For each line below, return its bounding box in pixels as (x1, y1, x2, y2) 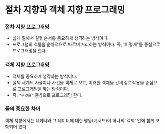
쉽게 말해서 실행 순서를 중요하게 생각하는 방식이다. (12, 35, 109, 41)
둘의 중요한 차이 (5, 105, 41, 112)
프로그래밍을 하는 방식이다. (17, 86, 70, 92)
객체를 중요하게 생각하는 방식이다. (12, 73, 78, 79)
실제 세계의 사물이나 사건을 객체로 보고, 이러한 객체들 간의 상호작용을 (12, 79, 144, 85)
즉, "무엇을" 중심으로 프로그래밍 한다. (12, 92, 82, 98)
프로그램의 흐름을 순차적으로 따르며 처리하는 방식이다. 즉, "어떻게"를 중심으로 (12, 41, 161, 47)
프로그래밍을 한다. (12, 48, 47, 54)
